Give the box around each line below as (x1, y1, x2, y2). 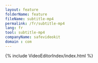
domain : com (5, 39, 32, 44)
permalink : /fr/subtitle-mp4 (5, 21, 65, 26)
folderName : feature (5, 12, 48, 17)
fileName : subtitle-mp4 (5, 16, 54, 21)
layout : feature (5, 7, 38, 12)
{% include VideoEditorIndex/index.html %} (5, 53, 94, 59)
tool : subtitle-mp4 (5, 30, 45, 35)
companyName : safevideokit (5, 35, 61, 40)
